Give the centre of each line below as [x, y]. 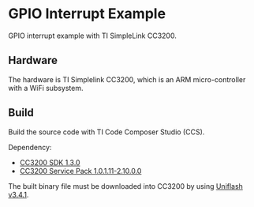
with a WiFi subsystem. [46, 88]
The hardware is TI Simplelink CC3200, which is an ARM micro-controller [127, 79]
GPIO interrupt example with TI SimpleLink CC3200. [93, 36]
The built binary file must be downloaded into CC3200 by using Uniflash [125, 186]
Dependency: [30, 147]
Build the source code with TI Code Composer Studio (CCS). [106, 132]
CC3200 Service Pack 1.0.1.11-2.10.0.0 [80, 171]
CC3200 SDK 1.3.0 [50, 162]
